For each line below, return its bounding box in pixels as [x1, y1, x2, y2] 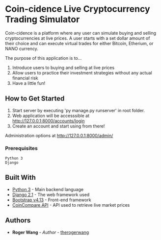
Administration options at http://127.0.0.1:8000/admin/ [5, 132, 113, 138]
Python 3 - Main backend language [12, 186, 84, 192]
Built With [5, 173, 36, 182]
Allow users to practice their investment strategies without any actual [12, 70, 152, 75]
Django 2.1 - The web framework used [12, 192, 90, 197]
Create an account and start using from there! [12, 123, 105, 129]
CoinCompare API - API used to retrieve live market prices [12, 202, 130, 208]
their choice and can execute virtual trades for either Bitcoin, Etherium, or [5, 40, 154, 46]
